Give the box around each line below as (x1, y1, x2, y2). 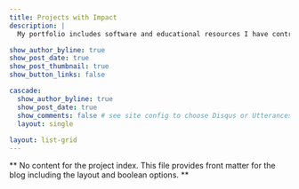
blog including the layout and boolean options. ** (9, 169, 190, 180)
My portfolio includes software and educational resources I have (17, 29, 269, 38)
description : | (9, 21, 66, 30)
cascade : (9, 86, 42, 95)
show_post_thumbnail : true (9, 62, 109, 71)
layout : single (17, 119, 74, 129)
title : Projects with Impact (9, 12, 117, 22)
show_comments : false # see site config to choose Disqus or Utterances (17, 111, 293, 120)
